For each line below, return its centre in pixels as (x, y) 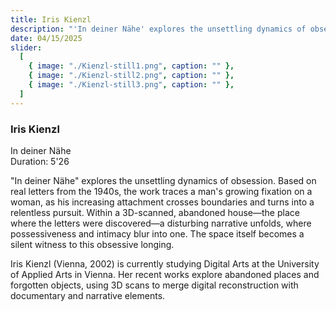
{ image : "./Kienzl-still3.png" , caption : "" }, (131, 85)
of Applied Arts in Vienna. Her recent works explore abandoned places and (165, 274)
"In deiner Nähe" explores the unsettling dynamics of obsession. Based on (163, 180)
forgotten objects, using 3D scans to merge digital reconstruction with (154, 285)
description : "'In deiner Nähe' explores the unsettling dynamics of (158, 29)
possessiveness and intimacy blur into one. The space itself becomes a (157, 233)
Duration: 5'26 (40, 161)
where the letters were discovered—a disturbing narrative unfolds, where (161, 223)
